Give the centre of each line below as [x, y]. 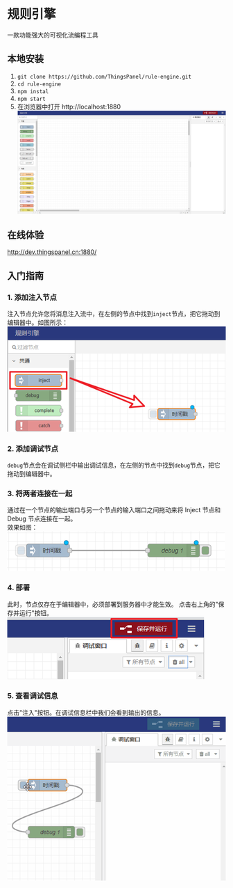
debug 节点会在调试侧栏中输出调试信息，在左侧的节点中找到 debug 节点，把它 [114, 465]
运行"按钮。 [36, 612]
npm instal [33, 91]
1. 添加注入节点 [32, 297]
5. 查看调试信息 [33, 696]
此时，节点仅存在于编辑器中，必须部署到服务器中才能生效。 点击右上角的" [113, 604]
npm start [32, 99]
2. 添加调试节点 [33, 448]
